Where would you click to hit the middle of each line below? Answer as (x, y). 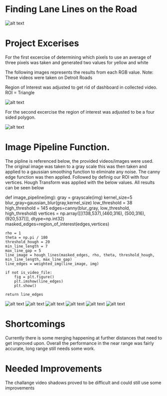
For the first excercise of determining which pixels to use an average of (78, 57)
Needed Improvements (54, 368)
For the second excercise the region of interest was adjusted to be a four (80, 112)
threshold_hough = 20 (28, 242)
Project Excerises (42, 43)
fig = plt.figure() (34, 277)
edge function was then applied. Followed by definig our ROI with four (77, 177)
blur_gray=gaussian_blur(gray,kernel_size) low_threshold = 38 (69, 203)
